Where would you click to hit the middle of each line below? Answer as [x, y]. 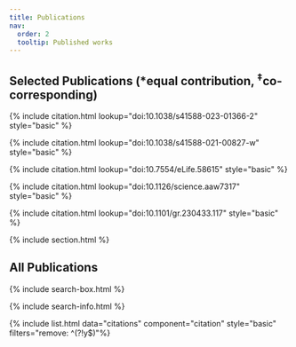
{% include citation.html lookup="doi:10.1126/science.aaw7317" [125, 186]
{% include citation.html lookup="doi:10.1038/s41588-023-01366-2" [134, 116]
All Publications [54, 268]
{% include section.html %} [60, 240]
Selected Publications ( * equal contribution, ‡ [136, 79]
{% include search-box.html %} [67, 288]
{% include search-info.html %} [67, 306]
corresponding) [53, 95]
